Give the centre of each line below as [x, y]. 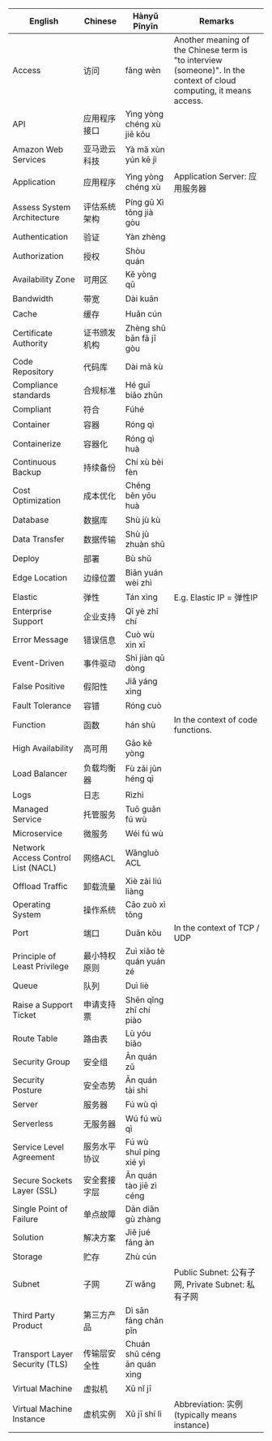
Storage [28, 1256]
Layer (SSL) [35, 1191]
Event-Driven [38, 663]
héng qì [139, 779]
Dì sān [137, 1310]
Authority [30, 343]
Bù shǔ [138, 558]
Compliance [35, 385]
